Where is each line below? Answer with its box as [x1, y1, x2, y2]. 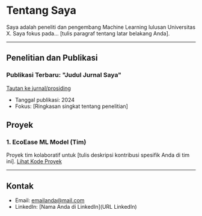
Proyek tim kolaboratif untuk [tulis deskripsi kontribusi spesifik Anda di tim [6, 151, 190, 159]
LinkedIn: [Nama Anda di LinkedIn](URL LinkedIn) [14, 203, 137, 211]
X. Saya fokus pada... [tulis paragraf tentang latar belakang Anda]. [6, 29, 170, 37]
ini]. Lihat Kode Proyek [6, 158, 62, 165]
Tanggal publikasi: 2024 [14, 96, 75, 103]
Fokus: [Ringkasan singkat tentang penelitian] [14, 103, 128, 110]
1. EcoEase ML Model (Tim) [6, 137, 87, 146]
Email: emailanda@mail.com [14, 197, 85, 204]
